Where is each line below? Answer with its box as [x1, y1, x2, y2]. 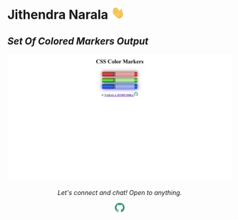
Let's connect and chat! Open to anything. [57, 188, 182, 196]
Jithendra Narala [7, 6, 109, 23]
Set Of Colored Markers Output [7, 35, 149, 47]
